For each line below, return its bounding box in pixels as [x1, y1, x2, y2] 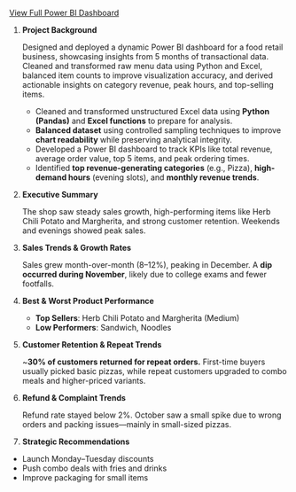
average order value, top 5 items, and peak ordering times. [35, 153, 250, 163]
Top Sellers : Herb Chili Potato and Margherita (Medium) [35, 313, 240, 323]
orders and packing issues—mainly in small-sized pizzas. [21, 419, 232, 429]
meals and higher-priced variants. [21, 376, 146, 386]
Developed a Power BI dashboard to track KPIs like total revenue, [35, 144, 273, 154]
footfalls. [21, 278, 55, 289]
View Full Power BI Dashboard [9, 8, 120, 18]
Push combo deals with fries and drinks [21, 463, 167, 473]
